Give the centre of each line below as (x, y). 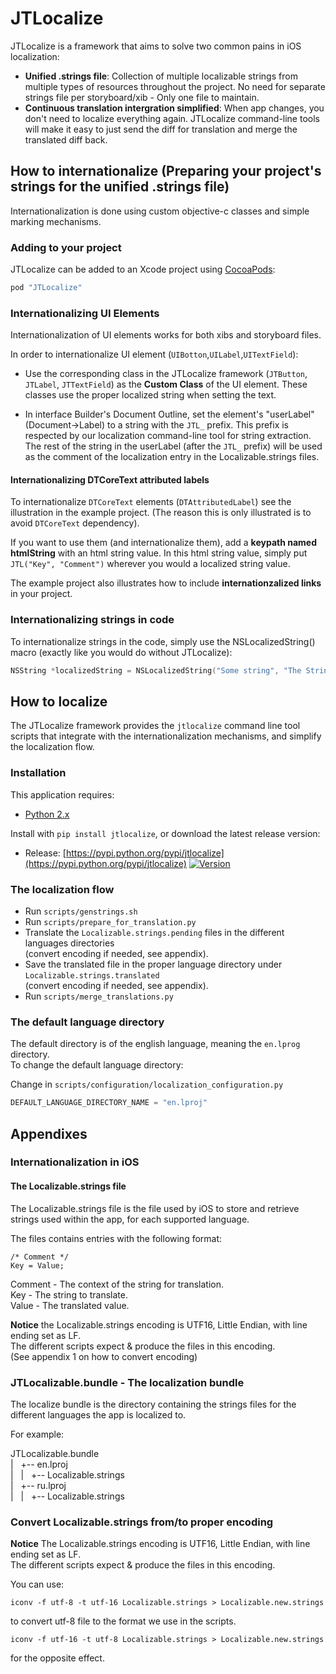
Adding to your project (66, 247)
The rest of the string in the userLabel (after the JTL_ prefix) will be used (173, 446)
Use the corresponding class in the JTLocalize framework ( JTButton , (166, 374)
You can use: (37, 1584)
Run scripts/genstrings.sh (81, 911)
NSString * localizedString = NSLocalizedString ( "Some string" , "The (156, 670)
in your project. (41, 594)
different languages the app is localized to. (98, 1414)
